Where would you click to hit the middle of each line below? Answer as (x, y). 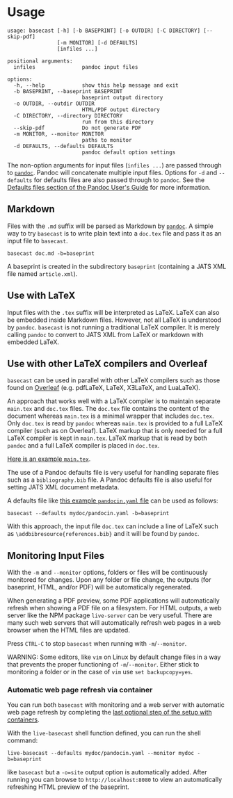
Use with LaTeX (41, 296)
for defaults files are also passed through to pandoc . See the (119, 180)
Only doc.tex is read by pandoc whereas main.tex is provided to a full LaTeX (115, 423)
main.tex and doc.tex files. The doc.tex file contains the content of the (109, 409)
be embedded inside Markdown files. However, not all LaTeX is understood (114, 320)
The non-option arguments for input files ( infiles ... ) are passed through (114, 165)
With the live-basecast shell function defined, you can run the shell (104, 733)
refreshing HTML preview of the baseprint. (69, 787)
